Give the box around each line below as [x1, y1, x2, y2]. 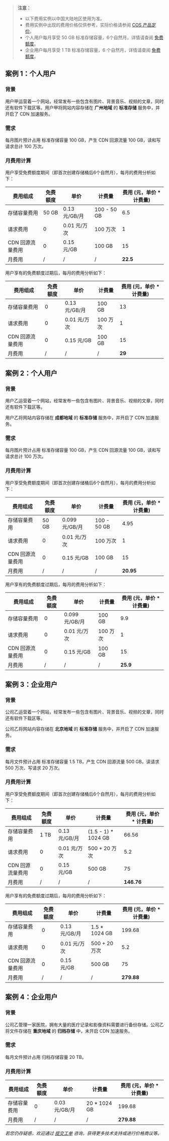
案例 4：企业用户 [5, 993, 58, 1002]
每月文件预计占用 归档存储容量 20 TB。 [5, 1054, 87, 1060]
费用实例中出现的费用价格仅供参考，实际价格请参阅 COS [25, 22, 142, 28]
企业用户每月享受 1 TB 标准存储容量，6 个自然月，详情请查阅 [25, 47, 151, 53]
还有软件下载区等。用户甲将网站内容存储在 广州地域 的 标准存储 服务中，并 [5, 104, 160, 110]
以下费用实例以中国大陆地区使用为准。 [25, 16, 105, 22]
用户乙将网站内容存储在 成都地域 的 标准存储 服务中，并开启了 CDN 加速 [5, 414, 155, 420]
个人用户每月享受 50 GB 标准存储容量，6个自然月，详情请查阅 [25, 35, 153, 40]
